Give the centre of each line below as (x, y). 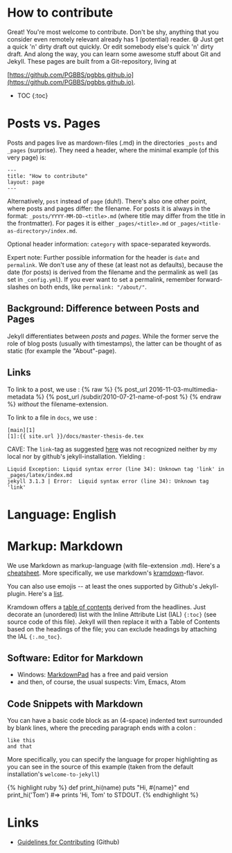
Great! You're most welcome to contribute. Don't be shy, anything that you (113, 32)
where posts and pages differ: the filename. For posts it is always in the (109, 208)
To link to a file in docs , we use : (52, 417)
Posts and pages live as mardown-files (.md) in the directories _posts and (112, 143)
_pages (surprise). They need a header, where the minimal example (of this (113, 150)
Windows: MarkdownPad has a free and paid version (92, 675)
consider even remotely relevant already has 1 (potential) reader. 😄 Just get (115, 39)
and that (20, 747)
